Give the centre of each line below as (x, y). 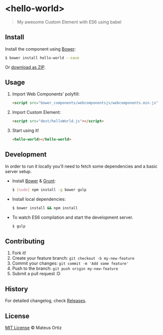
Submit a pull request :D (36, 274)
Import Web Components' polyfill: (46, 94)
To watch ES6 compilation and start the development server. (73, 217)
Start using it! (26, 131)
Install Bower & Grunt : (34, 181)
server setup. (18, 171)
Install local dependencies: (39, 199)
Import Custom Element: (36, 112)
